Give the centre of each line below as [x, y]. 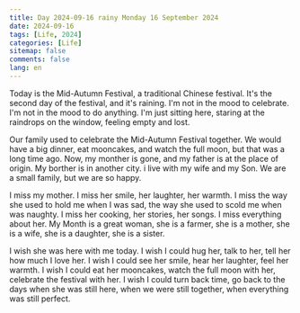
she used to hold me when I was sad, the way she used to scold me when [146, 204]
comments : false [40, 59]
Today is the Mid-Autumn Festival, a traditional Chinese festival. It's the [141, 93]
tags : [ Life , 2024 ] [46, 34]
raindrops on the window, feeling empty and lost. [100, 121]
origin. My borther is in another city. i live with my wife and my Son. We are [148, 168]
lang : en [26, 68]
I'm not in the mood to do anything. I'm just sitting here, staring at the [137, 112]
